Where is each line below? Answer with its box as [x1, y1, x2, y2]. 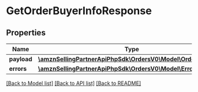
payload [9, 55, 32, 63]
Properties [6, 28, 46, 38]
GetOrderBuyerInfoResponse [6, 4, 152, 18]
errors [9, 65, 27, 73]
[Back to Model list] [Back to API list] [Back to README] [6, 80, 141, 87]
